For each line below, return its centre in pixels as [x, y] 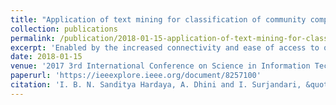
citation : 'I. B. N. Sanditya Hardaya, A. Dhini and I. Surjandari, [156, 85]
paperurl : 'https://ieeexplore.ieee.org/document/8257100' [136, 76]
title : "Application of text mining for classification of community [158, 19]
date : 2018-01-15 [46, 57]
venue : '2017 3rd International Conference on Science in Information [160, 66]
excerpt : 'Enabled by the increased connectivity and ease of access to [165, 47]
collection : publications [64, 29]
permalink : [33, 38]
